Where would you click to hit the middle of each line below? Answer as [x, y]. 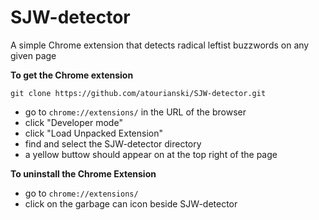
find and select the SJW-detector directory [113, 143]
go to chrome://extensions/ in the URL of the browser [135, 112]
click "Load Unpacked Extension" [94, 133]
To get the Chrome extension [72, 75]
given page [33, 55]
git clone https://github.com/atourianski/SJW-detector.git [138, 93]
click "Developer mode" [73, 122]
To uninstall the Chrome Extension [83, 173]
